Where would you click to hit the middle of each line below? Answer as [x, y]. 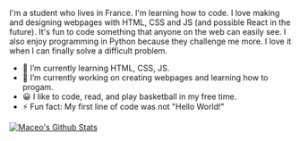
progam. [38, 87]
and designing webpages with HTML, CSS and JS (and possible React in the [150, 22]
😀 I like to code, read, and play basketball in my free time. [129, 96]
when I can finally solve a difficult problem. [89, 51]
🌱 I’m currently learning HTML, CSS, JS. [96, 68]
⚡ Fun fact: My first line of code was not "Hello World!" [123, 107]
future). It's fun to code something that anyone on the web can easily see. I [148, 32]
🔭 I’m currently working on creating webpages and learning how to [145, 78]
